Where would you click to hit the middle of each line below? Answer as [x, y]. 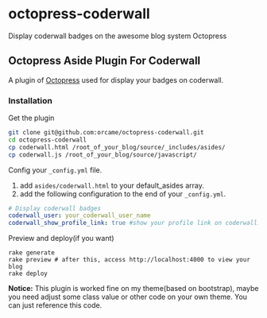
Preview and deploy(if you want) [61, 238]
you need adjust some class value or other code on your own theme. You [128, 297]
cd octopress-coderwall [48, 140]
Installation [31, 100]
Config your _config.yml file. [55, 170]
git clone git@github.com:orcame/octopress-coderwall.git [106, 133]
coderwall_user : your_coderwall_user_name [79, 215]
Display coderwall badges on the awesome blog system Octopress [118, 36]
